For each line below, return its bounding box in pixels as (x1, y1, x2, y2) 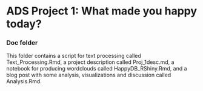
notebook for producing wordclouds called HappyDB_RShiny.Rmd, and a (6, 65, 187, 72)
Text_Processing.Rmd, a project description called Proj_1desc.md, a (6, 58, 175, 66)
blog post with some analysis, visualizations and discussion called (6, 71, 171, 79)
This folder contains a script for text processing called (6, 52, 141, 60)
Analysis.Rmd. (6, 78, 42, 85)
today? (6, 17, 42, 31)
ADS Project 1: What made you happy (6, 4, 198, 18)
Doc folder (6, 39, 38, 47)
